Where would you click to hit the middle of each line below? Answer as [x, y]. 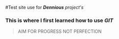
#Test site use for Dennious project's [44, 7]
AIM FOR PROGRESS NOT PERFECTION [60, 31]
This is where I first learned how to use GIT [59, 20]
